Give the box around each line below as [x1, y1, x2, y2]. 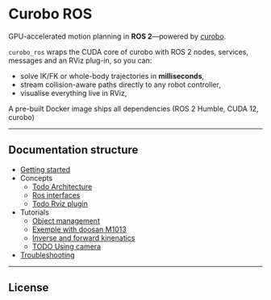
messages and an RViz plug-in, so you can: [8, 55, 152, 65]
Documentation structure [8, 143, 139, 157]
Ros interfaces [31, 190, 81, 199]
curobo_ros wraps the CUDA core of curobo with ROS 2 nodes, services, [8, 47, 248, 56]
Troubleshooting [19, 250, 75, 260]
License [8, 281, 49, 294]
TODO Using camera [31, 241, 102, 251]
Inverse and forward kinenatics [31, 232, 135, 242]
